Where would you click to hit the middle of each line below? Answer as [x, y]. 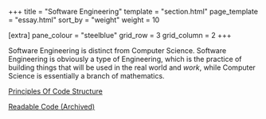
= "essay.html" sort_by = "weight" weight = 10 [84, 20]
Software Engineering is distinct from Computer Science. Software [117, 50]
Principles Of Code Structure [56, 91]
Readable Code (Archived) [52, 107]
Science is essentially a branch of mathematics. [86, 76]
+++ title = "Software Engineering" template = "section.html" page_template [133, 12]
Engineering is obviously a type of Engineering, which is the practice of [125, 59]
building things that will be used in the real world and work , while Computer [132, 67]
